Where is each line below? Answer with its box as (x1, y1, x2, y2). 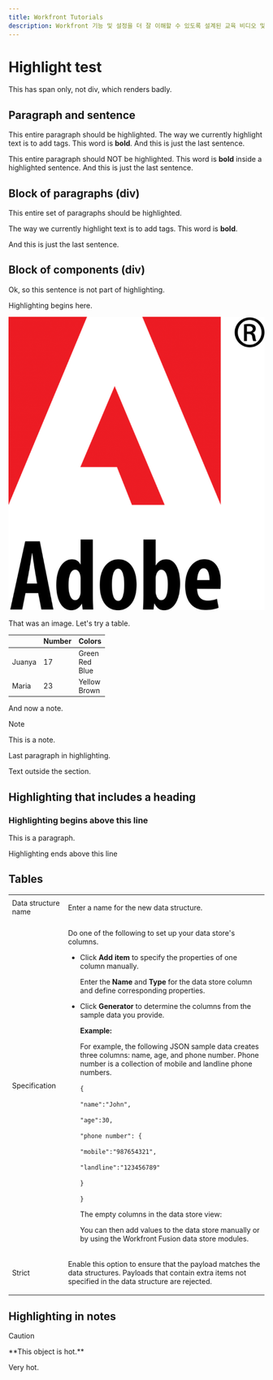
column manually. (80, 961, 140, 971)
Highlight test (8, 58, 102, 76)
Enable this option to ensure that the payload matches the (67, 1260, 261, 1269)
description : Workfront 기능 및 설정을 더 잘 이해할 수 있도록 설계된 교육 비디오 (8, 21, 257, 30)
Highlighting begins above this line (8, 814, 149, 826)
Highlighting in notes (8, 1309, 116, 1323)
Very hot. (8, 1363, 39, 1373)
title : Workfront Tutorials (8, 13, 104, 21)
